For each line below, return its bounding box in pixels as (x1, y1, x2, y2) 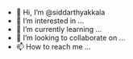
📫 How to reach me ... (15, 42, 91, 51)
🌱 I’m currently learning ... (15, 25, 102, 33)
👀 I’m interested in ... (15, 16, 85, 26)
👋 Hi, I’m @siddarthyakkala (15, 8, 106, 17)
